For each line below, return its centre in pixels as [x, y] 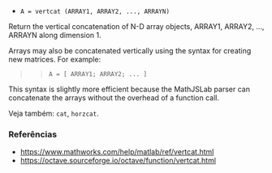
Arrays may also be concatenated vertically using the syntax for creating [130, 51]
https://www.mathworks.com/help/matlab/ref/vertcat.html [117, 152]
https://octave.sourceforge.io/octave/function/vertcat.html [118, 161]
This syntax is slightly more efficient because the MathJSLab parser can [129, 89]
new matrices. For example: [55, 59]
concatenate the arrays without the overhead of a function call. [114, 98]
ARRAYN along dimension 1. [55, 35]
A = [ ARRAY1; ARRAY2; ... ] [98, 74]
